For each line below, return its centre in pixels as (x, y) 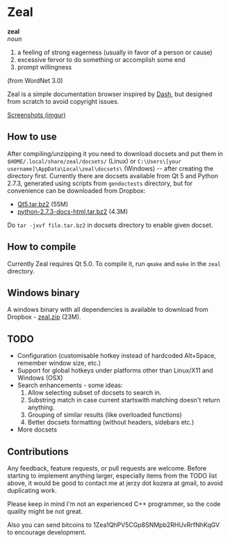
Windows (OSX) (40, 378)
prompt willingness (44, 67)
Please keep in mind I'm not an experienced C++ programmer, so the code (114, 504)
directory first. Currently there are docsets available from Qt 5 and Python (113, 175)
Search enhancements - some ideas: (70, 385)
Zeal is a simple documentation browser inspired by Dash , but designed (110, 94)
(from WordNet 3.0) (35, 80)
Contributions (38, 451)
